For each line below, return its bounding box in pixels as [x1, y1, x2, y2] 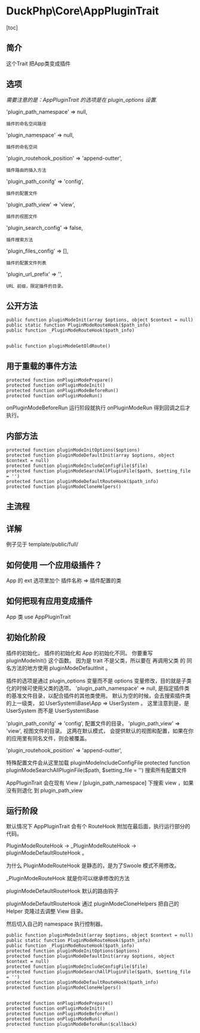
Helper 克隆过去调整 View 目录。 [6, 908, 87, 915]
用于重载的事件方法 [6, 361, 77, 371]
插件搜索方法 [6, 236, 33, 243]
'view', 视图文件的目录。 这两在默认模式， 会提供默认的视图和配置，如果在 [6, 727, 189, 734]
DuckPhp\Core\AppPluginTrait [6, 4, 159, 18]
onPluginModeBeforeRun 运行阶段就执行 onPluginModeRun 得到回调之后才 [6, 404, 191, 411]
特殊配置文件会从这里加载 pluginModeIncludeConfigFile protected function [6, 759, 190, 766]
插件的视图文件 [6, 214, 38, 220]
